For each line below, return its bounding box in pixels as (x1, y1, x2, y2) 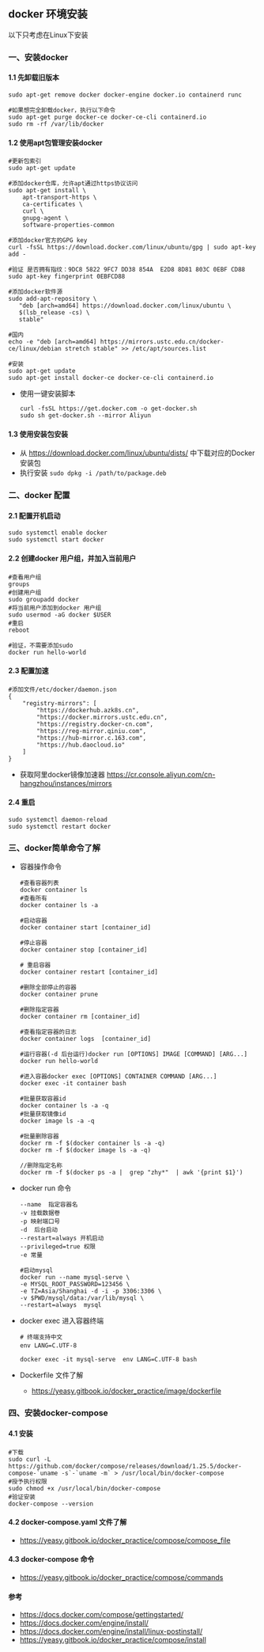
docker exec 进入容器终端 (19, 1316, 104, 1326)
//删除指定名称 (19, 1162, 63, 1170)
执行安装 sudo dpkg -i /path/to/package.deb (19, 468, 167, 477)
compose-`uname (8, 1469, 58, 1477)
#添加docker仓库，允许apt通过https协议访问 (8, 180, 138, 188)
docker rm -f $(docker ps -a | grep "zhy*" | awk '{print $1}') (19, 1168, 243, 1177)
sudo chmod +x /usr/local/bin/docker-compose (8, 1484, 160, 1492)
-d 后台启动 (19, 1226, 58, 1234)
